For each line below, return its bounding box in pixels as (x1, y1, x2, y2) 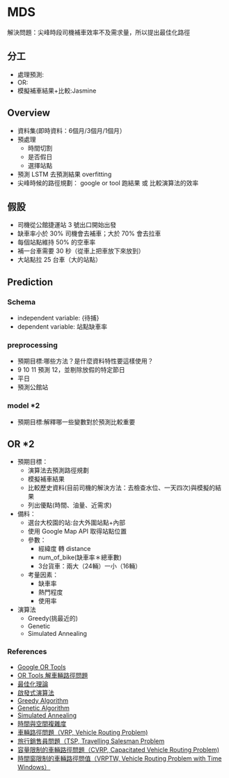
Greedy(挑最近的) (27, 614, 79, 623)
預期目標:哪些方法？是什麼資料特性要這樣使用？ (17, 357, 154, 366)
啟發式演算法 (17, 688, 54, 697)
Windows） (17, 763, 51, 771)
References (7, 647, 47, 657)
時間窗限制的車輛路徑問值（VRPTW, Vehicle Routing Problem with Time (17, 754, 222, 763)
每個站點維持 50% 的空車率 (17, 238, 96, 247)
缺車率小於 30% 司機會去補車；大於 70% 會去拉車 (17, 229, 161, 238)
